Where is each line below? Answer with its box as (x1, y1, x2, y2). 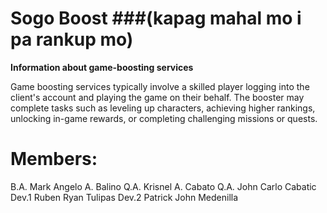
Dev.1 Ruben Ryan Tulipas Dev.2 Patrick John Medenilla (10, 191, 239, 203)
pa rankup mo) (10, 28, 134, 51)
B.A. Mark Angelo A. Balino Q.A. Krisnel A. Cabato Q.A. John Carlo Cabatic (10, 180, 317, 192)
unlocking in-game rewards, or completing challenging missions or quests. (10, 112, 318, 124)
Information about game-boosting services (10, 61, 194, 73)
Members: (10, 148, 98, 171)
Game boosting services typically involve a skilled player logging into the (10, 80, 310, 92)
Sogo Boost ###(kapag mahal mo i (10, 7, 302, 30)
